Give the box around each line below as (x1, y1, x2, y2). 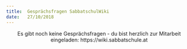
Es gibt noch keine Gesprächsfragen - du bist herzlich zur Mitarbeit (17, 30, 181, 37)
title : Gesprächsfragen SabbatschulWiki (6, 8, 110, 15)
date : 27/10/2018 (6, 14, 54, 20)
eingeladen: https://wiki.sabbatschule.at (50, 36, 148, 43)
